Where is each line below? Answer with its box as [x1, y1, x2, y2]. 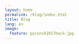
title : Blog [5, 17, 30, 22]
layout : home [5, 7, 33, 13]
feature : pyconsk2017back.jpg [9, 31, 74, 36]
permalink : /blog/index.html [5, 12, 67, 17]
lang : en [5, 21, 24, 27]
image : [5, 26, 19, 31]
